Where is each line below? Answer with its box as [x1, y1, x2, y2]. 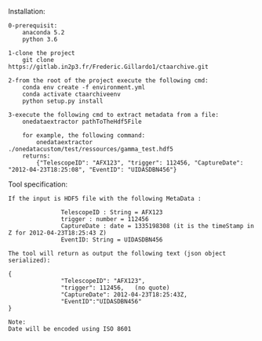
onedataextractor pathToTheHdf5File [22, 118, 143, 125]
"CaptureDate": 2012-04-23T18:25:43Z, [60, 291, 188, 299]
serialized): [8, 256, 51, 264]
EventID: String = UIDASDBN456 [60, 236, 163, 244]
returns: [22, 152, 51, 160]
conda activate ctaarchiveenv [22, 90, 122, 98]
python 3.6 [22, 35, 58, 43]
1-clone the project [8, 49, 76, 57]
